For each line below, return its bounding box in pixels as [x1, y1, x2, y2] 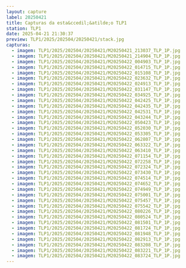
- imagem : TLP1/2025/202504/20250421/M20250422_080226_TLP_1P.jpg [11, 208, 181, 215]
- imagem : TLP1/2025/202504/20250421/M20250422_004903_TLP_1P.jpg [11, 58, 181, 64]
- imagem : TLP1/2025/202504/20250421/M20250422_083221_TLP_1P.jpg [11, 247, 181, 254]
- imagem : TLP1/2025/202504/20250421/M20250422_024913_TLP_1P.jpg [11, 81, 181, 87]
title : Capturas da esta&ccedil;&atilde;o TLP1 [6, 20, 127, 26]
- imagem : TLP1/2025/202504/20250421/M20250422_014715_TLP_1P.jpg [11, 64, 181, 70]
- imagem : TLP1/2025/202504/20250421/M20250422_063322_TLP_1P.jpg [11, 141, 181, 148]
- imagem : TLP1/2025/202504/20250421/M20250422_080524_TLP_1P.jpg [11, 214, 181, 220]
